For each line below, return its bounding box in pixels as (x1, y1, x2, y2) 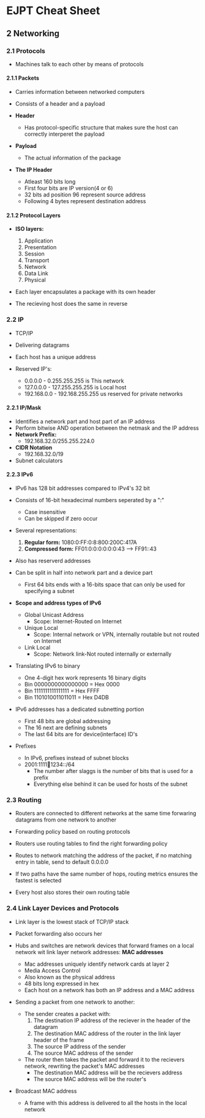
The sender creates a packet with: (24, 1010, 111, 1017)
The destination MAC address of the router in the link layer (33, 1030, 181, 1037)
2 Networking (6, 28, 60, 39)
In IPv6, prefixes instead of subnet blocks (24, 754, 129, 761)
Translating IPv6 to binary (15, 662, 81, 669)
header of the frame (33, 1036, 84, 1044)
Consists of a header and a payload (15, 100, 105, 107)
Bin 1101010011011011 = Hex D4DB (24, 693, 109, 701)
